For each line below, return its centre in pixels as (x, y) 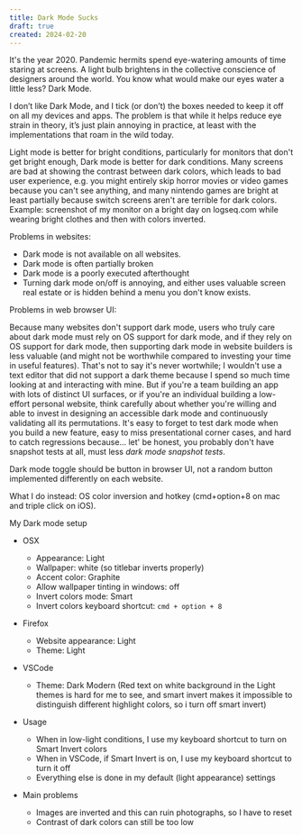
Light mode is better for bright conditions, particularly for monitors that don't (151, 152)
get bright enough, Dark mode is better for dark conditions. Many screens (146, 162)
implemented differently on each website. (87, 479)
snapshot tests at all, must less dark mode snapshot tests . (117, 452)
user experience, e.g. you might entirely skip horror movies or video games (149, 181)
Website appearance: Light (86, 641)
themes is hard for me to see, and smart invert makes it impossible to (164, 695)
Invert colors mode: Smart (84, 596)
